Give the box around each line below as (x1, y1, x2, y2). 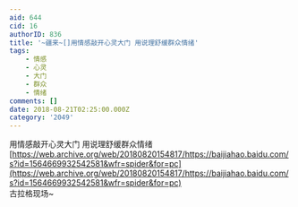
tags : (9, 47, 30, 56)
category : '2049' (9, 113, 74, 122)
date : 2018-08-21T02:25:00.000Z (9, 105, 130, 114)
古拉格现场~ (9, 188, 55, 199)
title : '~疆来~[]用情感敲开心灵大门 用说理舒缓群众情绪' (9, 38, 200, 47)
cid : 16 (9, 22, 38, 30)
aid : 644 (9, 13, 42, 22)
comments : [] (9, 96, 58, 106)
